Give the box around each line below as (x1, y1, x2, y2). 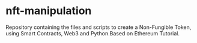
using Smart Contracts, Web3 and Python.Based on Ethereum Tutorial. (5, 29, 180, 37)
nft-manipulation (5, 4, 92, 18)
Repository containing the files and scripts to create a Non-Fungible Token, (5, 24, 192, 31)
